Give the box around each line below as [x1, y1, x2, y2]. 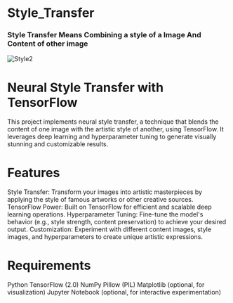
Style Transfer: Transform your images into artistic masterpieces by [7, 188, 202, 196]
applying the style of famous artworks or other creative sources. [7, 195, 194, 204]
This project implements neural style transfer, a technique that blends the [7, 117, 219, 126]
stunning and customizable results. [7, 140, 109, 148]
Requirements [7, 257, 91, 273]
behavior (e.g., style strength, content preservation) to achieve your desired [7, 218, 227, 226]
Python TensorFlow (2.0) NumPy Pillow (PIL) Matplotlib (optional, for [7, 281, 205, 289]
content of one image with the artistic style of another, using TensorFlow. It [7, 125, 225, 134]
